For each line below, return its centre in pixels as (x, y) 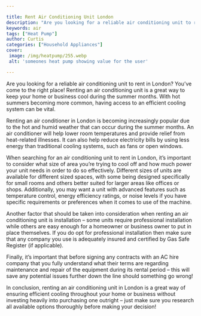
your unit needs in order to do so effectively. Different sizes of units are (94, 170)
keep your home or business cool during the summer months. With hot (93, 96)
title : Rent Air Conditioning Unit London (60, 17)
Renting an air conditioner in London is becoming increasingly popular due (98, 121)
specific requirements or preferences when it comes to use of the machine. (99, 202)
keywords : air (24, 28)
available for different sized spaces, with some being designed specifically (98, 176)
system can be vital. (31, 109)
